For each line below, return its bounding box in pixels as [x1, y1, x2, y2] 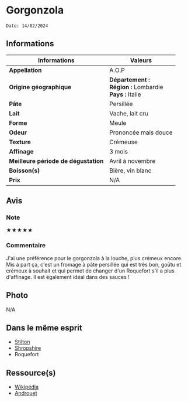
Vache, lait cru [109, 109, 149, 117]
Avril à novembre [109, 156, 156, 165]
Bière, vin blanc [109, 166, 152, 175]
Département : [109, 76, 151, 84]
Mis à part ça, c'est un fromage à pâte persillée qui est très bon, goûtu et [6, 261, 182, 268]
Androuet [14, 390, 37, 397]
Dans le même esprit [6, 323, 83, 333]
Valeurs [130, 56, 152, 64]
